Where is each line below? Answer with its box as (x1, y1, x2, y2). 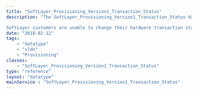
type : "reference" (6, 68, 51, 74)
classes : (6, 57, 28, 63)
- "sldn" (16, 46, 38, 53)
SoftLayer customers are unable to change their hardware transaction (6, 25, 183, 31)
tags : (6, 36, 19, 42)
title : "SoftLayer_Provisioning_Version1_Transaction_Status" (6, 8, 162, 15)
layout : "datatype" (6, 74, 54, 80)
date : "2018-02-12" (6, 30, 54, 36)
